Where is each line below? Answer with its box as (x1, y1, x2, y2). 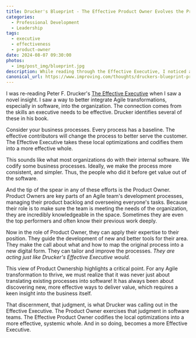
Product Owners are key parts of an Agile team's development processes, (6, 193, 184, 200)
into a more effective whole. (6, 145, 73, 152)
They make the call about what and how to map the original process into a (6, 241, 184, 248)
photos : (6, 57, 25, 63)
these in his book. (6, 115, 49, 122)
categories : (6, 14, 35, 20)
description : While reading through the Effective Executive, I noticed (6, 69, 187, 74)
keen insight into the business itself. (6, 290, 92, 297)
